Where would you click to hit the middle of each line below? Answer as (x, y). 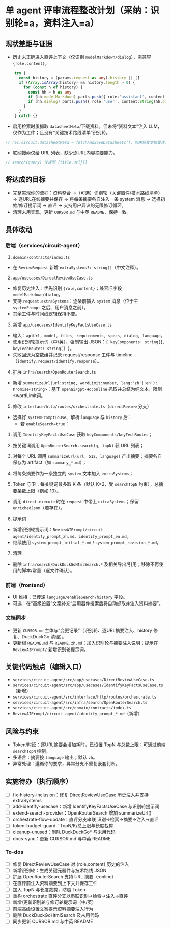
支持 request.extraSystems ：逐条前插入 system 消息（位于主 (75, 301)
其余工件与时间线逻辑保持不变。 (46, 314)
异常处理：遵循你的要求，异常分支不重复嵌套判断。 (66, 764)
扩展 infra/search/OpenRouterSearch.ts (54, 372)
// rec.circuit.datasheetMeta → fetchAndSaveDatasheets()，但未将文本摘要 (83, 142)
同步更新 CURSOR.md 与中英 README (53, 922)
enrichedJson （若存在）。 (39, 508)
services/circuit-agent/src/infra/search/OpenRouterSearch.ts (80, 703)
